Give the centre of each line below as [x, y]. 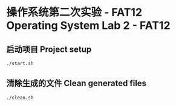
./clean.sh [20, 98]
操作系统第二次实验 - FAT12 [74, 12]
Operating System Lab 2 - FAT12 [88, 26]
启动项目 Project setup [49, 49]
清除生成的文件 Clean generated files [77, 83]
